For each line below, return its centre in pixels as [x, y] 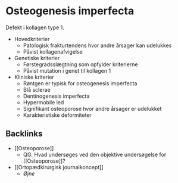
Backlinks [24, 134]
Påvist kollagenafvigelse [53, 51]
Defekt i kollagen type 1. [35, 27]
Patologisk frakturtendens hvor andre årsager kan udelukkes [97, 45]
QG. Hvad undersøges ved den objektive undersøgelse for [95, 154]
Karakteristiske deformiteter [57, 115]
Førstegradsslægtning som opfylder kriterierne [80, 64]
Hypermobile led [43, 102]
